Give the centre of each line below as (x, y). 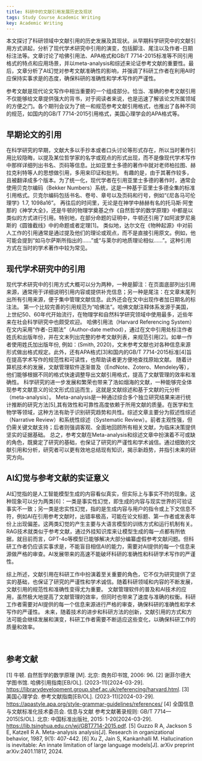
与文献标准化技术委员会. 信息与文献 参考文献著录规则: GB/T (80, 711)
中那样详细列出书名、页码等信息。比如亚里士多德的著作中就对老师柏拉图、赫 (101, 165)
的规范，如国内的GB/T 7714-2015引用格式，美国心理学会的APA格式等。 (95, 114)
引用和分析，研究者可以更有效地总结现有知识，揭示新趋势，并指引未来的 (101, 450)
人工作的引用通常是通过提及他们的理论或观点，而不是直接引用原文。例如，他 (101, 233)
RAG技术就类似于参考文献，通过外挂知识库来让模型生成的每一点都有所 (93, 531)
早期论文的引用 (34, 134)
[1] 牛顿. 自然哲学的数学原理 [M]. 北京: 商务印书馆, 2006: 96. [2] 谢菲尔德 (96, 675)
